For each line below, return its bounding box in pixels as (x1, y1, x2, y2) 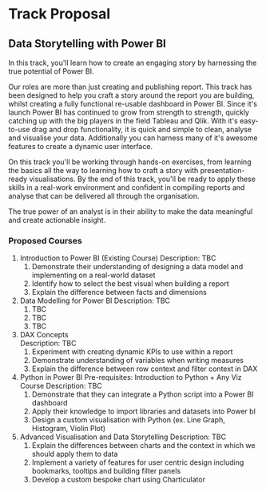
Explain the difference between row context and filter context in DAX (31, 364, 258, 373)
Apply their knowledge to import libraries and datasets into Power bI (31, 406, 256, 417)
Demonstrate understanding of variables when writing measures (31, 356, 244, 365)
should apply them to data (31, 450, 118, 459)
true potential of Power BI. (8, 67, 94, 76)
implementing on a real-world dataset (31, 270, 156, 280)
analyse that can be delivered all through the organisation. (8, 192, 200, 200)
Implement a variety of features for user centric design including (31, 458, 244, 467)
